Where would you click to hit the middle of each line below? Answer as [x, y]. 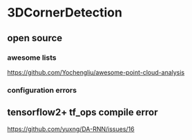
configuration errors [42, 90]
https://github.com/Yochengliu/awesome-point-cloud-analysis [96, 72]
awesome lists [32, 58]
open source [35, 38]
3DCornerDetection [65, 13]
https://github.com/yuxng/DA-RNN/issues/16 [71, 129]
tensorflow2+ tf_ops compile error [83, 112]
